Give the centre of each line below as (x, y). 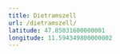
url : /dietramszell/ (43, 23)
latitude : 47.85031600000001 (57, 30)
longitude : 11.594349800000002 (60, 38)
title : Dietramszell (43, 15)
